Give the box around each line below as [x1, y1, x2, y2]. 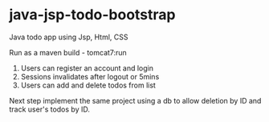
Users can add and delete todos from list [20, 80, 156, 90]
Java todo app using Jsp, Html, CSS [9, 32, 128, 42]
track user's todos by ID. [9, 104, 91, 114]
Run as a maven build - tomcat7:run [9, 47, 127, 57]
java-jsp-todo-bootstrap [9, 6, 176, 24]
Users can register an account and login [20, 63, 154, 73]
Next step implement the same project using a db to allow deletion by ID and [9, 96, 262, 105]
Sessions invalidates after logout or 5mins [20, 71, 160, 81]
